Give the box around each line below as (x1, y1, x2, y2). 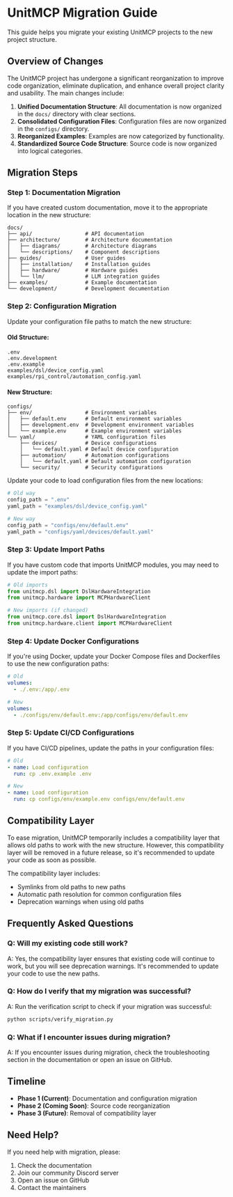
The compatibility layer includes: (7, 869, 101, 877)
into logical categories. (17, 146, 83, 155)
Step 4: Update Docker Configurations (7, 636, 139, 646)
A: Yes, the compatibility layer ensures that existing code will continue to (7, 954, 215, 962)
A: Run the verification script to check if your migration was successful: (7, 1002, 212, 1010)
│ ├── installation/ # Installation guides (7, 261, 151, 268)
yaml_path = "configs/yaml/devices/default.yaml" (7, 528, 154, 535)
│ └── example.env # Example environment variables (7, 428, 182, 435)
